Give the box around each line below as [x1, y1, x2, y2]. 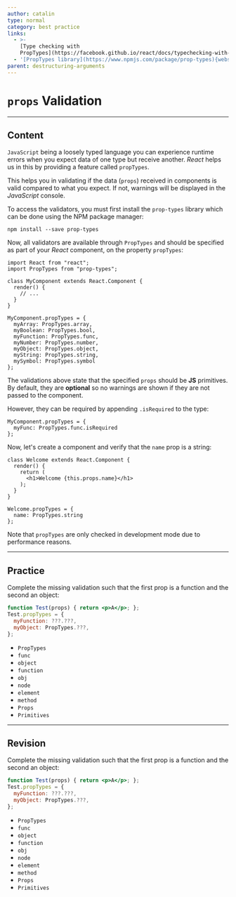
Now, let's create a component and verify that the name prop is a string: [7, 443, 212, 452]
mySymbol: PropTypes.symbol [13, 358, 96, 365]
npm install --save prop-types [7, 226, 99, 233]
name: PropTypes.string [13, 512, 83, 519]
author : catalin [7, 10, 55, 18]
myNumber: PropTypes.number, [13, 339, 99, 346]
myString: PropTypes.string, [13, 352, 99, 359]
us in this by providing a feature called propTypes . [7, 163, 150, 171]
